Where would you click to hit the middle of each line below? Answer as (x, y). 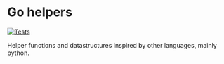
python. (18, 53)
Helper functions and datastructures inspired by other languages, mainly (112, 45)
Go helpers (40, 12)
